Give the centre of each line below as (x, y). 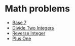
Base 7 (19, 22)
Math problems (37, 9)
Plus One (22, 38)
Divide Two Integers (33, 27)
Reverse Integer (29, 33)
